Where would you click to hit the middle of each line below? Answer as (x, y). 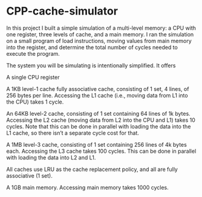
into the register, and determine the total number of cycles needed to (92, 47)
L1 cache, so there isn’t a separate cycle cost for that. (73, 133)
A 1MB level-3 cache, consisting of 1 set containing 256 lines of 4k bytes (97, 144)
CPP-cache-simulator (62, 11)
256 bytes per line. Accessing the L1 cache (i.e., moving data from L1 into (97, 95)
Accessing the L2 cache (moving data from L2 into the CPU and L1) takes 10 (101, 120)
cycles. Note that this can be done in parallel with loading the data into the (99, 126)
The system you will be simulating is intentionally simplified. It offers (91, 65)
